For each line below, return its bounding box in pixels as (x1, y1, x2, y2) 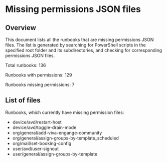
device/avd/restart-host (12, 119, 62, 125)
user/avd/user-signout (12, 145, 59, 151)
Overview (5, 23, 37, 32)
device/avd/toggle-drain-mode (12, 124, 77, 130)
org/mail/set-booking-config (12, 140, 72, 146)
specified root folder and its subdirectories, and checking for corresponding (5, 47, 162, 53)
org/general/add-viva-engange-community (12, 129, 102, 135)
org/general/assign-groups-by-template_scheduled (12, 135, 119, 141)
